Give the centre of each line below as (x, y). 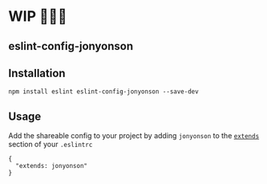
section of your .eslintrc (51, 145)
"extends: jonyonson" (52, 166)
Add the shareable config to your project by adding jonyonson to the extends (134, 136)
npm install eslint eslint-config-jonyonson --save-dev (103, 92)
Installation (37, 73)
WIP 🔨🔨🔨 (38, 16)
